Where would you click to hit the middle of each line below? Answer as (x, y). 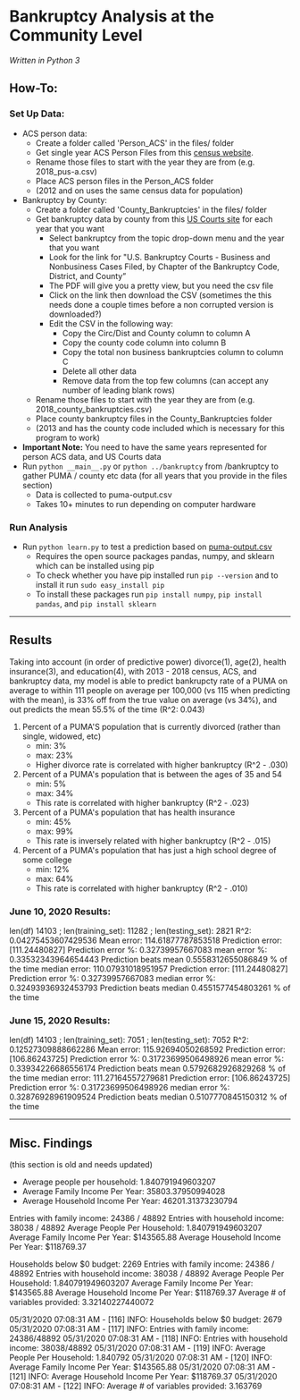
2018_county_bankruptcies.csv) (94, 409)
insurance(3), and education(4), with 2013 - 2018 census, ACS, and (133, 671)
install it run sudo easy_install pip (100, 584)
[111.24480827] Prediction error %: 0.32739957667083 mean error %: (138, 950)
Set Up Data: (37, 114)
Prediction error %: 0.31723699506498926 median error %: (120, 1088)
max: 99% (54, 831)
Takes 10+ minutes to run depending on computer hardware (146, 504)
